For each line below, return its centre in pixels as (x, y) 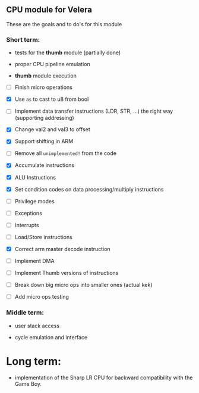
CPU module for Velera (49, 10)
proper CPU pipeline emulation (52, 64)
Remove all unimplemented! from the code (66, 153)
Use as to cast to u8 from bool (52, 99)
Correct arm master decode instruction (63, 249)
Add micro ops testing (42, 297)
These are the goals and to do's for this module (64, 24)
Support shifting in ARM (44, 141)
